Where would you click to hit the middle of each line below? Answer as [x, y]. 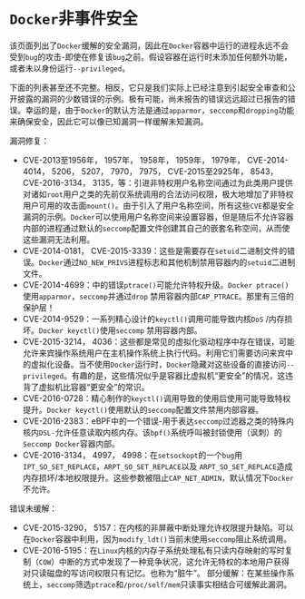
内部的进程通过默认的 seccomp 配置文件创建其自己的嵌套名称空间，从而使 [156, 228]
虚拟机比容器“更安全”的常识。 [94, 387]
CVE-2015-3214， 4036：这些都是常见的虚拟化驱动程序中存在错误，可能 [158, 341]
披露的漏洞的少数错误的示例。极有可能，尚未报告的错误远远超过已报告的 [152, 98]
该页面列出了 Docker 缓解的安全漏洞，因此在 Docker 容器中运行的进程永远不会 [149, 45]
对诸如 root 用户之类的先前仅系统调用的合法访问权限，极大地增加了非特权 [158, 194]
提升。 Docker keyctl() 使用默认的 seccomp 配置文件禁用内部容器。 [143, 409]
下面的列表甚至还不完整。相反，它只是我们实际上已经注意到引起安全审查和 [148, 87]
